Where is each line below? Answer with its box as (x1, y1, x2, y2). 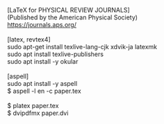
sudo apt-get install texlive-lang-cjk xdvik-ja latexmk (7, 43, 158, 51)
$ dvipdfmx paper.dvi (7, 109, 69, 117)
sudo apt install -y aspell (7, 80, 78, 87)
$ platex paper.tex (7, 102, 59, 109)
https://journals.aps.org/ (7, 21, 76, 28)
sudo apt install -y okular (7, 57, 79, 65)
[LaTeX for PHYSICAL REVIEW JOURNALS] (7, 6, 130, 14)
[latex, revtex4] (7, 35, 51, 44)
